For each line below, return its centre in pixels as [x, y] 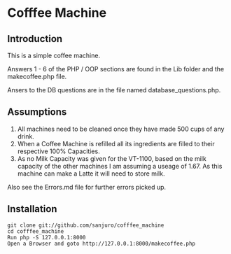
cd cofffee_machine [36, 231]
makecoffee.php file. [37, 76]
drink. [26, 136]
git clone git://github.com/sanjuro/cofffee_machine [86, 225]
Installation [32, 209]
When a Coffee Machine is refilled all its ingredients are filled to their [116, 143]
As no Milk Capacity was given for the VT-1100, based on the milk [112, 158]
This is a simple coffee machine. [54, 55]
